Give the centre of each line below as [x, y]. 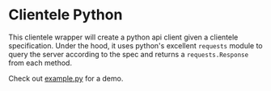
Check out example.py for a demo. [66, 78]
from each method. [40, 63]
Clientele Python [66, 15]
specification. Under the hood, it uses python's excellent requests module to [135, 45]
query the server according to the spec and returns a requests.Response [129, 54]
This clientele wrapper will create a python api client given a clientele [123, 37]
